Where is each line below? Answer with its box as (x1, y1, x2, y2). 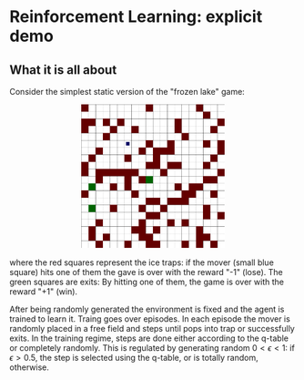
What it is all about (9, 62, 117, 77)
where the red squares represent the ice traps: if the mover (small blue (9, 257, 275, 268)
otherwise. (9, 362, 50, 373)
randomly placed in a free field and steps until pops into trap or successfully (9, 324, 296, 334)
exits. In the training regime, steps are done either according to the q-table (9, 333, 289, 344)
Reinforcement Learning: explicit (9, 6, 263, 27)
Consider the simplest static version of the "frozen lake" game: (9, 87, 246, 97)
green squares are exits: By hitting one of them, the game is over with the (9, 276, 285, 287)
